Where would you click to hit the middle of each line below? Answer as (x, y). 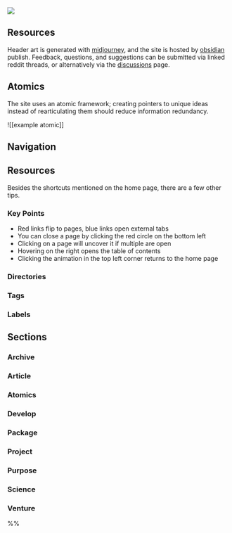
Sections (27, 337)
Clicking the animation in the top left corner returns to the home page (118, 259)
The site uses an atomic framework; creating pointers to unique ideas (108, 103)
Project (20, 451)
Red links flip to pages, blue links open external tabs (93, 229)
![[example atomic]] (36, 124)
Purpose (22, 470)
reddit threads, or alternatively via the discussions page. (89, 64)
